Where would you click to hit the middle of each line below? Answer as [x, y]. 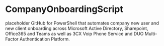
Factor [12, 39]
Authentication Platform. [45, 39]
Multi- [151, 33]
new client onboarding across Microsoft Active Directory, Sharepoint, [77, 28]
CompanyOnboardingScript [64, 9]
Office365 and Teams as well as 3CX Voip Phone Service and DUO [74, 33]
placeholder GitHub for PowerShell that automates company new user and [82, 23]
